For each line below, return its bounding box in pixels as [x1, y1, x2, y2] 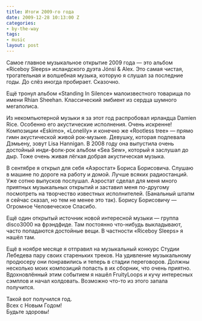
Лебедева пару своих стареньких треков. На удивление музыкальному [6, 251, 192, 259]
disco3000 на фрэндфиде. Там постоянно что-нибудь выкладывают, [6, 220, 183, 228]
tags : [6, 31, 20, 37]
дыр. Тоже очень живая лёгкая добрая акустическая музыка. [6, 152, 166, 160]
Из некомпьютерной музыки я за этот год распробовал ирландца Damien [6, 114, 197, 121]
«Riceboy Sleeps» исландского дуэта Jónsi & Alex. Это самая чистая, [6, 65, 184, 72]
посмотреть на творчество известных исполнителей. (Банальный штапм [6, 190, 195, 197]
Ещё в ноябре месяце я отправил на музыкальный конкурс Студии [6, 245, 180, 252]
